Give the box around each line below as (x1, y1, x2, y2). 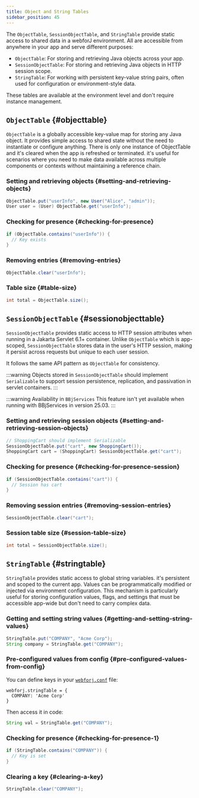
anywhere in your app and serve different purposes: (6, 43, 134, 51)
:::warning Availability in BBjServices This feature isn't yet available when (6, 396, 185, 403)
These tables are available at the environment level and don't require (6, 92, 174, 99)
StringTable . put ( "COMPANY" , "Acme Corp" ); (6, 635, 113, 642)
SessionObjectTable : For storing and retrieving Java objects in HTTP (14, 61, 182, 68)
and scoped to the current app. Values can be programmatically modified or (6, 581, 192, 588)
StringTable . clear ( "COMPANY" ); (6, 786, 84, 792)
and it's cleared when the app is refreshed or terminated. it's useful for (6, 150, 179, 157)
